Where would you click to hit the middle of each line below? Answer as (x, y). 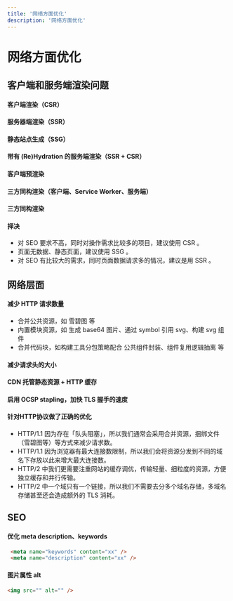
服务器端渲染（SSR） (38, 122)
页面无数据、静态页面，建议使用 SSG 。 (75, 252)
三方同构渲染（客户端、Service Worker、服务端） (80, 191)
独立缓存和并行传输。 (48, 477)
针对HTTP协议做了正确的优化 (50, 417)
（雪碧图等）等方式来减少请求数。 (67, 442)
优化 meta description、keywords (57, 536)
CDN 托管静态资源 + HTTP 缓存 (52, 382)
